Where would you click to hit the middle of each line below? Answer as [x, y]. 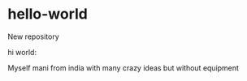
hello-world [48, 14]
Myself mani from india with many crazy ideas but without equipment [123, 68]
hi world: [22, 52]
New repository [33, 36]
